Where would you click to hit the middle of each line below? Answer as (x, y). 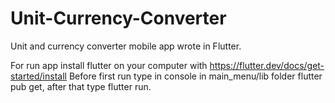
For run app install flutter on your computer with (109, 65)
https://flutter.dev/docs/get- (267, 65)
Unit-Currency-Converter (118, 18)
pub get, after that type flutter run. (81, 86)
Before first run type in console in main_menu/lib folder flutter (195, 76)
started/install (38, 76)
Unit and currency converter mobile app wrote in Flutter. (126, 46)
